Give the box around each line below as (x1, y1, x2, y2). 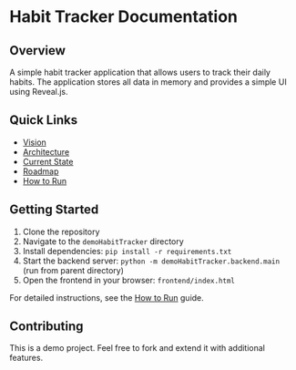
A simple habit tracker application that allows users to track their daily (9, 67, 271, 77)
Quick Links (9, 112, 78, 128)
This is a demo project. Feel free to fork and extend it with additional (9, 343, 266, 354)
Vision (22, 137, 47, 148)
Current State (22, 156, 74, 167)
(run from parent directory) (22, 264, 125, 275)
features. (9, 353, 44, 364)
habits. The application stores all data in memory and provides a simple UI (9, 77, 287, 87)
